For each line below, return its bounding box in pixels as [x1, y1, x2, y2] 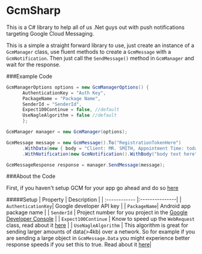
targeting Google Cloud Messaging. [6, 30, 94, 37]
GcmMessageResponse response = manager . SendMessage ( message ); [6, 162, 165, 168]
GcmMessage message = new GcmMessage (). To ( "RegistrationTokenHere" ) [6, 139, 182, 145]
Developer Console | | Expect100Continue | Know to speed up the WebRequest [6, 215, 195, 223]
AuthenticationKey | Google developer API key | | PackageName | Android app [6, 203, 191, 210]
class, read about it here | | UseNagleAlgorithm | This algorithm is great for [6, 221, 188, 229]
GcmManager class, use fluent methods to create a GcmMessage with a [6, 48, 171, 55]
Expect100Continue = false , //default [22, 107, 120, 113]
